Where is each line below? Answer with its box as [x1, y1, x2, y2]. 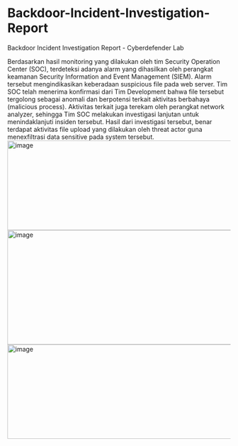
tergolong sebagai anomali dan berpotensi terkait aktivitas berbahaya [7, 94, 210, 104]
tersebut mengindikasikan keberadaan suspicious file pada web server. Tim [7, 79, 228, 88]
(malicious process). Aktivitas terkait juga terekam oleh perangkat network [7, 102, 225, 111]
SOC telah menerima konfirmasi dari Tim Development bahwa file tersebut [7, 87, 225, 96]
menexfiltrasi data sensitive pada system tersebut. [7, 133, 154, 141]
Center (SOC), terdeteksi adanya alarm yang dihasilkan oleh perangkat [7, 65, 214, 73]
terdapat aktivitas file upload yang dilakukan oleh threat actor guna [7, 125, 203, 133]
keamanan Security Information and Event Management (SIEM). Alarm [7, 72, 212, 81]
